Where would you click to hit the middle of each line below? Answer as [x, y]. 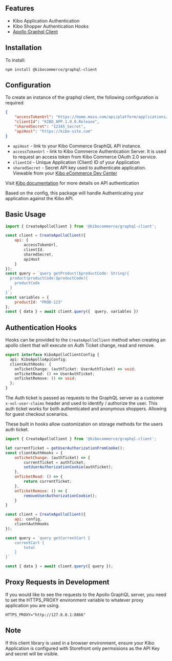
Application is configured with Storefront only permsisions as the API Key [82, 648]
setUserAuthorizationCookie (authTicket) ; [69, 467]
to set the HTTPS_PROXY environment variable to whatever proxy [74, 600]
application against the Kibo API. [40, 198]
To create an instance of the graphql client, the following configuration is [82, 97]
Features [20, 8]
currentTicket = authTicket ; [55, 462]
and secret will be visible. [32, 654]
